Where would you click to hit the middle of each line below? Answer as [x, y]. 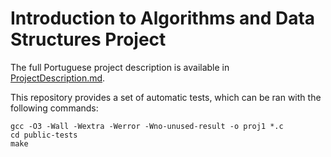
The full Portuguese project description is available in [120, 67]
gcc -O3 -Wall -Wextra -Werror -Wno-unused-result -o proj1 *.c [147, 126]
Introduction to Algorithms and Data [163, 18]
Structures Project [88, 39]
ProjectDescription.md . [58, 78]
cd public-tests [44, 135]
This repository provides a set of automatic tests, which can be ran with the [166, 97]
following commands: [54, 108]
